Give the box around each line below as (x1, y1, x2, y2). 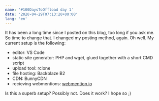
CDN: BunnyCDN (12, 76, 47, 81)
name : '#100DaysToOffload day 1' (5, 7, 74, 12)
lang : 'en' (5, 16, 28, 21)
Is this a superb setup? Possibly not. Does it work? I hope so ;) (5, 90, 131, 96)
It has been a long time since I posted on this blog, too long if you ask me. (5, 30, 155, 36)
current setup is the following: (5, 40, 66, 46)
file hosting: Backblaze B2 (12, 71, 65, 76)
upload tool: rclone (12, 65, 51, 71)
